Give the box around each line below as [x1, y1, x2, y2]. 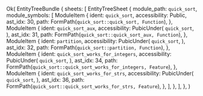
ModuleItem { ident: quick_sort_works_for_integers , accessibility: [6, 50, 172, 57]
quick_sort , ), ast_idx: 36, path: [6, 76, 85, 83]
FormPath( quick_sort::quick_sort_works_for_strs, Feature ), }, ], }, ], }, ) [6, 83, 191, 90]
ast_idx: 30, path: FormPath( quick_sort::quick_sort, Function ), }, [6, 18, 173, 25]
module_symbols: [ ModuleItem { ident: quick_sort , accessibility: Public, [6, 12, 187, 19]
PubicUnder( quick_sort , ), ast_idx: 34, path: [6, 57, 118, 64]
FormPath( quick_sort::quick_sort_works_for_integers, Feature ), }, [6, 63, 177, 70]
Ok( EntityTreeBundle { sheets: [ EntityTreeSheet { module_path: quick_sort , [6, 5, 198, 12]
